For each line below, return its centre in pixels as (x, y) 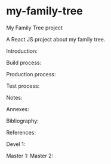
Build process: (24, 62)
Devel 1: (16, 144)
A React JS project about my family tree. (56, 39)
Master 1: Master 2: (30, 156)
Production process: (31, 74)
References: (21, 132)
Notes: (14, 97)
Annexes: (18, 109)
